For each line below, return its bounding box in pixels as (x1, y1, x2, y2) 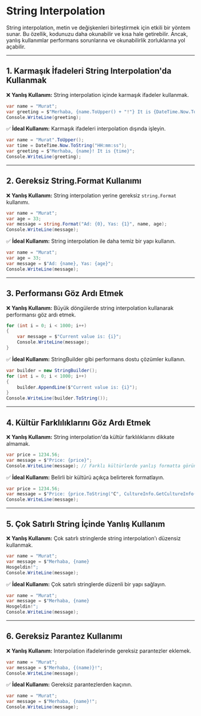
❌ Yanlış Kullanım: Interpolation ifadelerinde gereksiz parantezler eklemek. (6, 647, 191, 654)
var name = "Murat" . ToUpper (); (6, 137, 84, 143)
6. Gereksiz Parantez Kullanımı (6, 631, 123, 641)
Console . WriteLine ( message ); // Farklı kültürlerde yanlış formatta (6, 462, 181, 469)
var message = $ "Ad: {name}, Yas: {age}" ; (6, 260, 114, 267)
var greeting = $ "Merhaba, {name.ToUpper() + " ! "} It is (6, 109, 151, 115)
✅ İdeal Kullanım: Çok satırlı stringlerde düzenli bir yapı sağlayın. (6, 580, 166, 587)
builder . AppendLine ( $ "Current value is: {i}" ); (17, 384, 138, 390)
